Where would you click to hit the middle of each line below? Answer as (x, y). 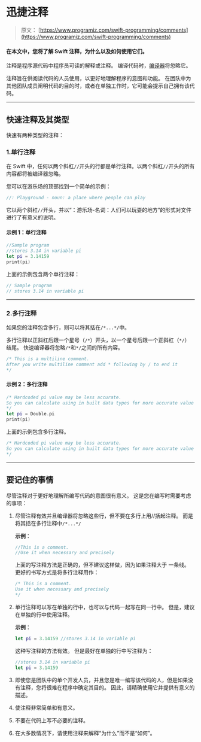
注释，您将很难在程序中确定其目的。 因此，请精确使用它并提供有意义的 (107, 687)
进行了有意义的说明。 (32, 218)
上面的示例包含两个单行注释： (43, 274)
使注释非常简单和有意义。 (46, 707)
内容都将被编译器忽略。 (35, 174)
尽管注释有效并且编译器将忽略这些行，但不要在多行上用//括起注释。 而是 (104, 516)
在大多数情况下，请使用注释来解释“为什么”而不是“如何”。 (85, 733)
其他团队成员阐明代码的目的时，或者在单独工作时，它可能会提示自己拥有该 (98, 86)
